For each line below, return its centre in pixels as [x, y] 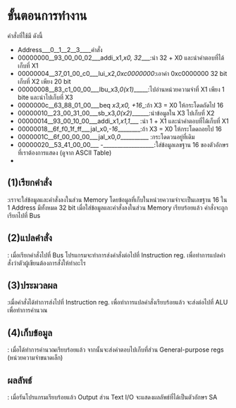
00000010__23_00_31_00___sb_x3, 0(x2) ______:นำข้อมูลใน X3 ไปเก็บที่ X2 [116, 113]
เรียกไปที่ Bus [24, 215]
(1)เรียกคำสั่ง [30, 183]
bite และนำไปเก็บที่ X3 [45, 97]
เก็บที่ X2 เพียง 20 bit [44, 81]
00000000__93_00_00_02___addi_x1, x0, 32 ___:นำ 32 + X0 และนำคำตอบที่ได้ [121, 58]
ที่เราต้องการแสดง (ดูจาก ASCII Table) [64, 153]
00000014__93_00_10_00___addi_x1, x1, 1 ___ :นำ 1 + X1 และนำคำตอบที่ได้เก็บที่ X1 [123, 121]
